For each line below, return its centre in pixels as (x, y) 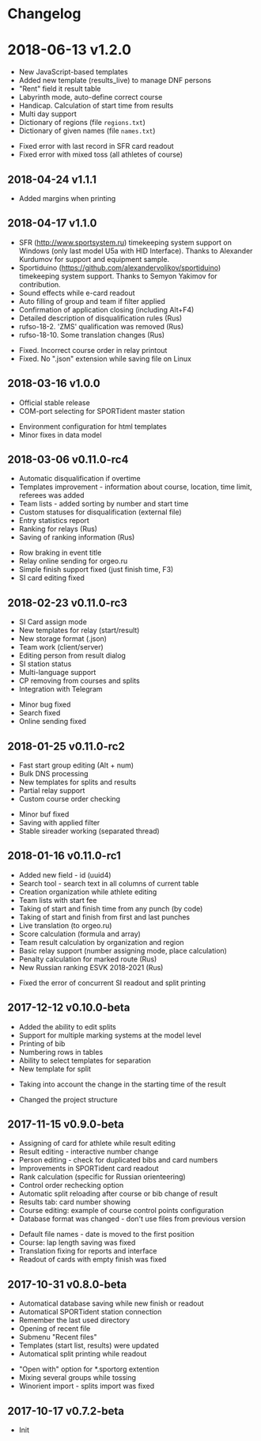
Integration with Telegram (61, 689)
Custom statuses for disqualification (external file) (100, 512)
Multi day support (47, 114)
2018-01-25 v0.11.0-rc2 (66, 746)
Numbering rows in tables (61, 1052)
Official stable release (54, 402)
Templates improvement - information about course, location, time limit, (135, 487)
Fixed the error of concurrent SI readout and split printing (112, 983)
